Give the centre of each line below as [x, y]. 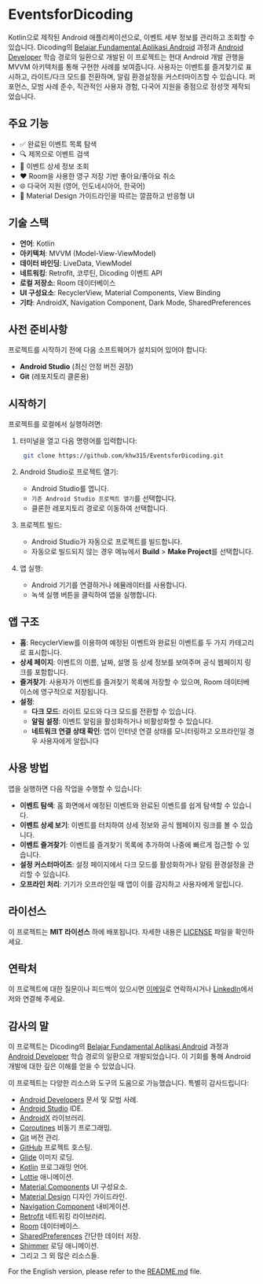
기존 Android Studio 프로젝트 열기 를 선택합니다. [104, 498]
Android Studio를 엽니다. [70, 489]
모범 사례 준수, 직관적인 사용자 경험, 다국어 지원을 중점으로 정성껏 [130, 86]
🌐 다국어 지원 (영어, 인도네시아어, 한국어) [82, 186]
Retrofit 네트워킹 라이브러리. [63, 1216]
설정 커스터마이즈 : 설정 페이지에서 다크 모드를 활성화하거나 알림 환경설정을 [132, 864]
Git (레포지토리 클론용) [54, 376]
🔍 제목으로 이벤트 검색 [55, 154]
